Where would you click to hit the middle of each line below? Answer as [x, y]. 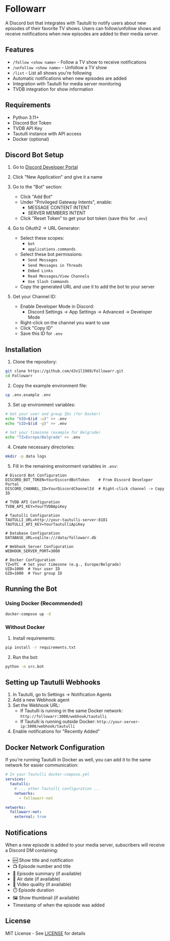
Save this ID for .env [41, 333]
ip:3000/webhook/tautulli [47, 726]
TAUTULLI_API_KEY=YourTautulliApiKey [45, 525]
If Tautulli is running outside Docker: [58, 722]
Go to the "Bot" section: [37, 187]
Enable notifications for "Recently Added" [56, 731]
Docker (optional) [31, 139]
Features [20, 50]
